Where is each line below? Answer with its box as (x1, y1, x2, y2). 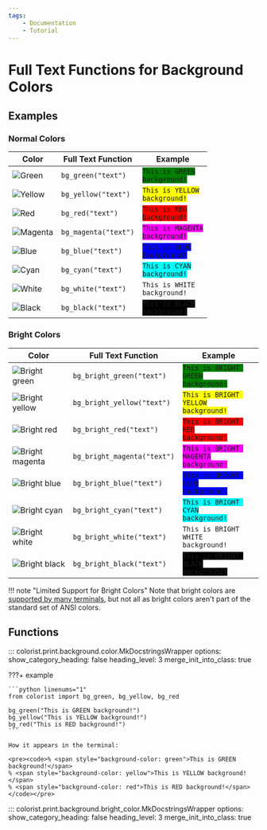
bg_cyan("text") (60, 266, 123, 275)
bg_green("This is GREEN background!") (8, 707, 141, 715)
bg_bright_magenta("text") (72, 451, 175, 461)
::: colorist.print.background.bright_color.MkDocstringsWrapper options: (8, 805, 244, 814)
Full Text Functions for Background (8, 60, 244, 79)
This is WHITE (141, 280, 196, 290)
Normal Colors (8, 133, 66, 144)
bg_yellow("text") (60, 190, 131, 199)
